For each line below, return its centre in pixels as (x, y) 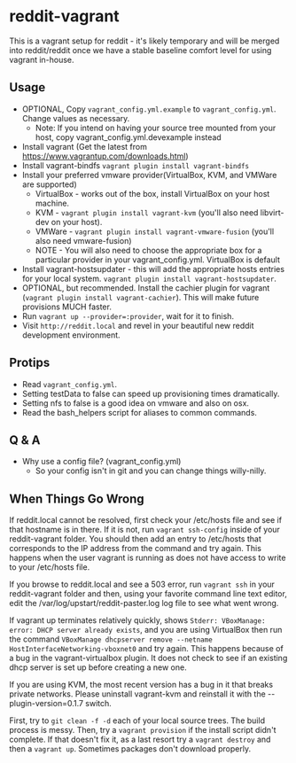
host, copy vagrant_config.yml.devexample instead (128, 137)
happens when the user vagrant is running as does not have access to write (148, 558)
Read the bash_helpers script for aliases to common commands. (139, 412)
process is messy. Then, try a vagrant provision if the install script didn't (143, 730)
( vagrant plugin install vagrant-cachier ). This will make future (140, 297)
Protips (30, 363)
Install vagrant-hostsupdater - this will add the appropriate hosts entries (153, 269)
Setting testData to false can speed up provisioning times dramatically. (151, 393)
